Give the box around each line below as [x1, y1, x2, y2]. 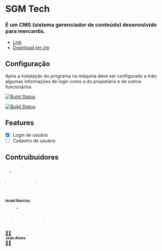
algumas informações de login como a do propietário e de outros [5, 79, 142, 85]
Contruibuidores [5, 153, 59, 161]
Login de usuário [12, 132, 48, 138]
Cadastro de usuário [12, 138, 56, 144]
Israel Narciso [5, 198, 31, 204]
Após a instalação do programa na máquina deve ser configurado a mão [5, 73, 157, 79]
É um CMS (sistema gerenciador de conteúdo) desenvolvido [5, 21, 157, 29]
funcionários [5, 84, 32, 90]
